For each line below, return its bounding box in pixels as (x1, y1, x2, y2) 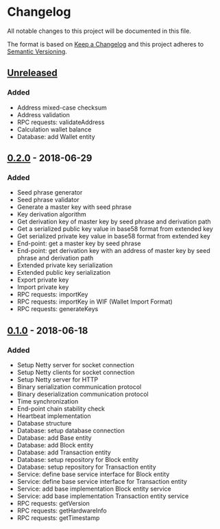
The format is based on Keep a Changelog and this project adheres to (7, 40, 204, 48)
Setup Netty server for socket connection (16, 361, 135, 369)
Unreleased (7, 67, 58, 79)
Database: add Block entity (16, 441, 94, 449)
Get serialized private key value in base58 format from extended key (16, 232, 210, 241)
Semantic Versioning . (7, 47, 67, 56)
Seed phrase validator (16, 196, 80, 204)
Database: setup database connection (16, 426, 125, 434)
